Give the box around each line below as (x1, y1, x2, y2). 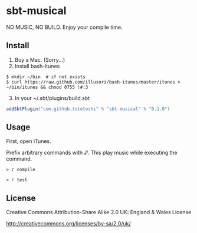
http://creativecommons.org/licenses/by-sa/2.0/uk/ (6, 220, 131, 227)
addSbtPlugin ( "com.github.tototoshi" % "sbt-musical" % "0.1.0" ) (6, 106, 170, 112)
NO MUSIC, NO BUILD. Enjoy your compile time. (6, 24, 123, 31)
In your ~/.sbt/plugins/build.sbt (14, 94, 90, 101)
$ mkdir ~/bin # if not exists (6, 74, 86, 80)
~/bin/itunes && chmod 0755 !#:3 (6, 84, 88, 90)
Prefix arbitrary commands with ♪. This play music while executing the (6, 149, 178, 157)
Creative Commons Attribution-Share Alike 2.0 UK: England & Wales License (6, 209, 192, 216)
